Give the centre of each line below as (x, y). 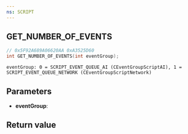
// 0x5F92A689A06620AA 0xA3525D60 (51, 51)
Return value (31, 125)
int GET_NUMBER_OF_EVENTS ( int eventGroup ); (63, 56)
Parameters (29, 91)
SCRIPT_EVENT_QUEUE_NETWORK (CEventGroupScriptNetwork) (79, 73)
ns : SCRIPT (20, 12)
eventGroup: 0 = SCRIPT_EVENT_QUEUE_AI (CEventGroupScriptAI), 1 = (94, 68)
